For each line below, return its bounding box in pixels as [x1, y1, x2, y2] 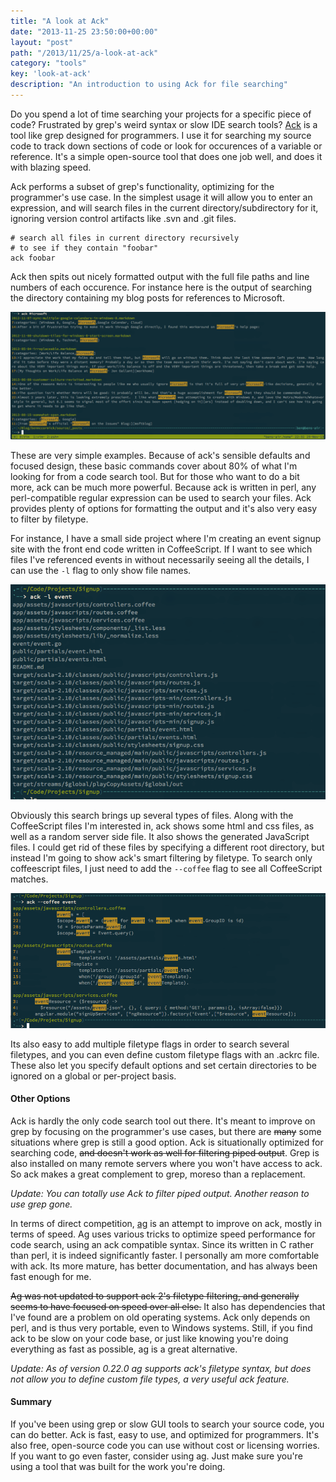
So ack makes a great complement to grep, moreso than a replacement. [10, 1168, 306, 1180]
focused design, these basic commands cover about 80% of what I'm [10, 460, 298, 472]
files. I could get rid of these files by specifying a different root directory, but [10, 841, 325, 854]
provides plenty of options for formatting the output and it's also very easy [10, 502, 318, 514]
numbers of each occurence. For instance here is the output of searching [10, 281, 313, 293]
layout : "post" [10, 37, 74, 47]
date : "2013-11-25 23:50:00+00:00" [10, 26, 159, 37]
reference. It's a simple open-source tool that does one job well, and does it [10, 150, 323, 162]
